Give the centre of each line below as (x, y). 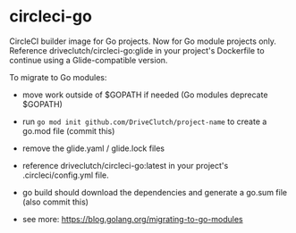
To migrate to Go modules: (58, 77)
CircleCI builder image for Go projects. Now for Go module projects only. (143, 41)
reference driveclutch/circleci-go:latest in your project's (125, 165)
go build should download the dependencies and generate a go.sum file (155, 192)
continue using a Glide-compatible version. (89, 60)
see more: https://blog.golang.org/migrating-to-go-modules (132, 219)
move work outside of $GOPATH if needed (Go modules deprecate (145, 95)
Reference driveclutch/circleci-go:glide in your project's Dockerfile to (137, 50)
